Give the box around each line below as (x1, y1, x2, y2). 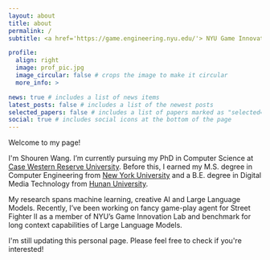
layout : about (8, 11, 56, 20)
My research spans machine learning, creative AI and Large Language (8, 195, 241, 204)
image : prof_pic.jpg (15, 64, 84, 72)
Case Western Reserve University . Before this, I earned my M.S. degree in (8, 162, 253, 171)
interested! (8, 245, 44, 254)
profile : (8, 49, 38, 57)
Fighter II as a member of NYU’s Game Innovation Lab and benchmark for (8, 212, 252, 221)
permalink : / (8, 27, 52, 35)
